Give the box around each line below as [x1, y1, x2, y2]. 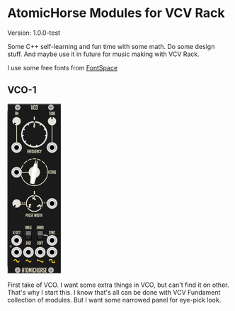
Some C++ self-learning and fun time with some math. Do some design [7, 42, 215, 50]
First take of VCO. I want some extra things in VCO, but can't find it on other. [7, 280, 229, 289]
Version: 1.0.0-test [7, 28, 61, 37]
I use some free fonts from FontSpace [7, 63, 118, 72]
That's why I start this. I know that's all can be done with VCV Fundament [7, 288, 221, 296]
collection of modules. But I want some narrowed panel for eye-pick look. [7, 295, 222, 304]
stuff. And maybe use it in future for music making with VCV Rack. [7, 50, 200, 58]
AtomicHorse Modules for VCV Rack [7, 5, 225, 21]
